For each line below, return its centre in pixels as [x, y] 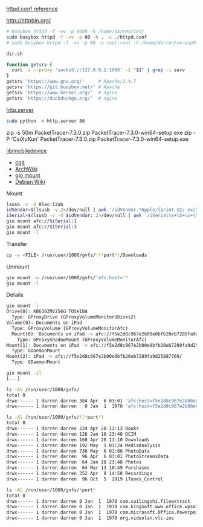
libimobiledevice [27, 150]
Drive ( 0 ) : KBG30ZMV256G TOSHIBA [47, 312]
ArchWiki [26, 169]
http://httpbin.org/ [29, 20]
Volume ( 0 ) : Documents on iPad [44, 323]
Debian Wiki [30, 181]
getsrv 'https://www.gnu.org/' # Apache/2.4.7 [71, 82]
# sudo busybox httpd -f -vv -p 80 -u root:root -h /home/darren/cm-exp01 [102, 43]
